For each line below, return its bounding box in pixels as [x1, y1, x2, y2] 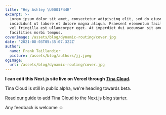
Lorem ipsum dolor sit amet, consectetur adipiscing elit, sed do [9, 16, 149, 21]
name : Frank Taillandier [9, 48, 61, 53]
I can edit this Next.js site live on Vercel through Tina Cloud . [5, 76, 131, 82]
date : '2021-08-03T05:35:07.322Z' [5, 39, 77, 44]
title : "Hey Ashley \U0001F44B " [5, 7, 72, 12]
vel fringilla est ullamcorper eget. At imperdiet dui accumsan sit [9, 26, 154, 31]
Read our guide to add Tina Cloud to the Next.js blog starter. [5, 95, 127, 101]
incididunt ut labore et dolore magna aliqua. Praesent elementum [9, 21, 149, 26]
